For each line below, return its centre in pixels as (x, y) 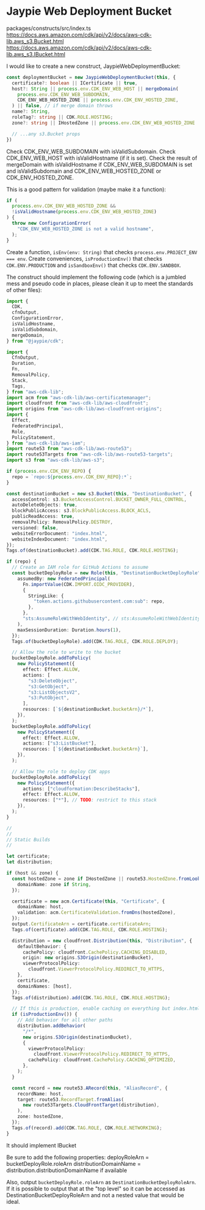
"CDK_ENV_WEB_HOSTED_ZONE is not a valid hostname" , (86, 229)
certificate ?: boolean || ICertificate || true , (75, 83)
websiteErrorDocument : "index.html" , (60, 533)
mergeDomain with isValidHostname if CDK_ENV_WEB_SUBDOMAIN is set (99, 164)
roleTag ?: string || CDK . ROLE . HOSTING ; (63, 118)
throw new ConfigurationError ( (52, 224)
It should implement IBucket (41, 1145)
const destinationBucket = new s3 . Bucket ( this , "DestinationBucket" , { (99, 494)
